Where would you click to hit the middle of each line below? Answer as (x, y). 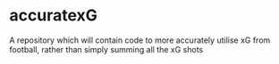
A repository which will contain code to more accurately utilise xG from (140, 40)
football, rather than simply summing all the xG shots (106, 49)
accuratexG (54, 16)
